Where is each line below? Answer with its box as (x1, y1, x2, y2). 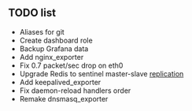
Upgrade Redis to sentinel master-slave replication (19, 68, 184, 78)
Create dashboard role (19, 35, 93, 45)
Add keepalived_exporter (19, 77, 102, 87)
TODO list (8, 6, 57, 20)
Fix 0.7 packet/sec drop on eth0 (19, 61, 124, 70)
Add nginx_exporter (19, 52, 84, 61)
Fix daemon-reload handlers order (19, 86, 131, 95)
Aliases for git (19, 27, 65, 36)
